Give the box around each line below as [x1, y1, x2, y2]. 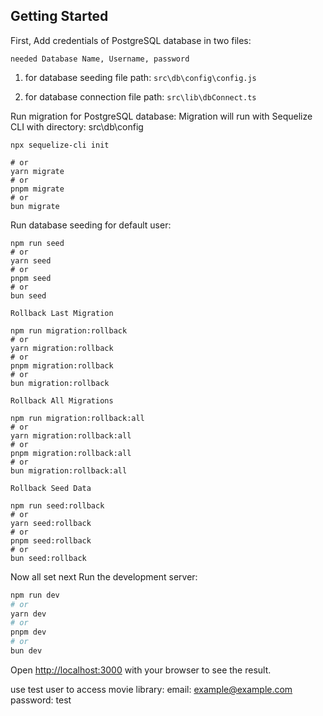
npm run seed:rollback [10, 500, 105, 511]
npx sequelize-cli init [10, 140, 110, 150]
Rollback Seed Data [10, 483, 92, 493]
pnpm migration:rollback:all [10, 448, 132, 458]
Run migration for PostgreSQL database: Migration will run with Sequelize [10, 110, 313, 122]
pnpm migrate [10, 184, 65, 194]
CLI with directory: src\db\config [10, 120, 144, 133]
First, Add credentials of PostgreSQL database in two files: [10, 34, 252, 46]
